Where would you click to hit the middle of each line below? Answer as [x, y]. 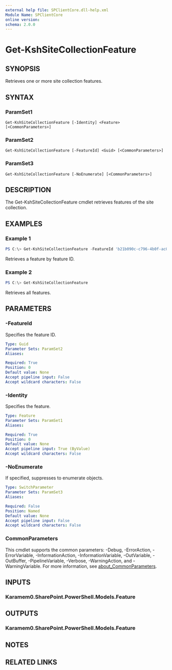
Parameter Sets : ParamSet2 [34, 349]
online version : [23, 20]
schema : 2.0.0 [20, 24]
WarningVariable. [24, 566]
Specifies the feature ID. [31, 334]
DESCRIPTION [28, 190]
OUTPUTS [22, 614]
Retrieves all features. [28, 293]
